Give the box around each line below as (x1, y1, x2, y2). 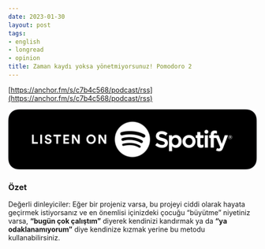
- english (8, 38, 41, 46)
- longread (8, 46, 44, 54)
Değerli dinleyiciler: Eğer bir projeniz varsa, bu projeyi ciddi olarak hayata (8, 199, 246, 209)
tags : (8, 29, 26, 37)
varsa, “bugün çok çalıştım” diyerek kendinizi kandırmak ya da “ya (8, 217, 227, 226)
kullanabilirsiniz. (8, 233, 61, 243)
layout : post (8, 20, 51, 29)
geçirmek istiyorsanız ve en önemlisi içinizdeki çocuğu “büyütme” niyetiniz (8, 208, 251, 217)
